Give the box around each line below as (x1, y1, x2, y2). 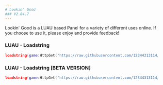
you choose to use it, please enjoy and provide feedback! (5, 30, 120, 36)
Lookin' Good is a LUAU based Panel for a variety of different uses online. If (5, 25, 156, 30)
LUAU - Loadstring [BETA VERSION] (5, 64, 91, 71)
